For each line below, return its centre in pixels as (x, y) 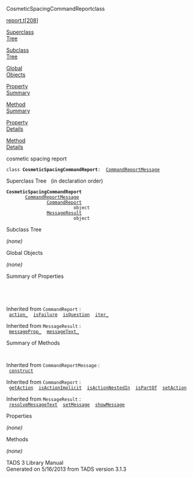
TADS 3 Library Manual (35, 463)
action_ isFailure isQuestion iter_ (59, 315)
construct (21, 371)
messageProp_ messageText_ (44, 332)
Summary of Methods (33, 343)
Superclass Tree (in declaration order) (55, 181)
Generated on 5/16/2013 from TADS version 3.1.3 (66, 469)
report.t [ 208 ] (23, 20)
